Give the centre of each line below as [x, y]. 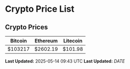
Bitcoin [19, 41]
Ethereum [46, 41]
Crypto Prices [27, 27]
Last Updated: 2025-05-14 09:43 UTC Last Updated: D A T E [65, 61]
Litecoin [73, 41]
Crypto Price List [40, 9]
